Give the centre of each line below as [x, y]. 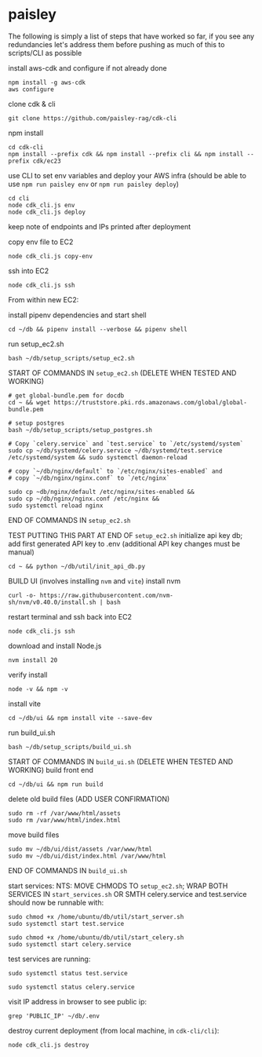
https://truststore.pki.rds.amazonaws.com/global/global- [150, 402]
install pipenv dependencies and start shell [77, 315]
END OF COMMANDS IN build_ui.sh [68, 870]
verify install [28, 675]
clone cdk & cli [32, 104]
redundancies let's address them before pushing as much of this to [116, 44]
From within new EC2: [44, 299]
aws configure [31, 89]
